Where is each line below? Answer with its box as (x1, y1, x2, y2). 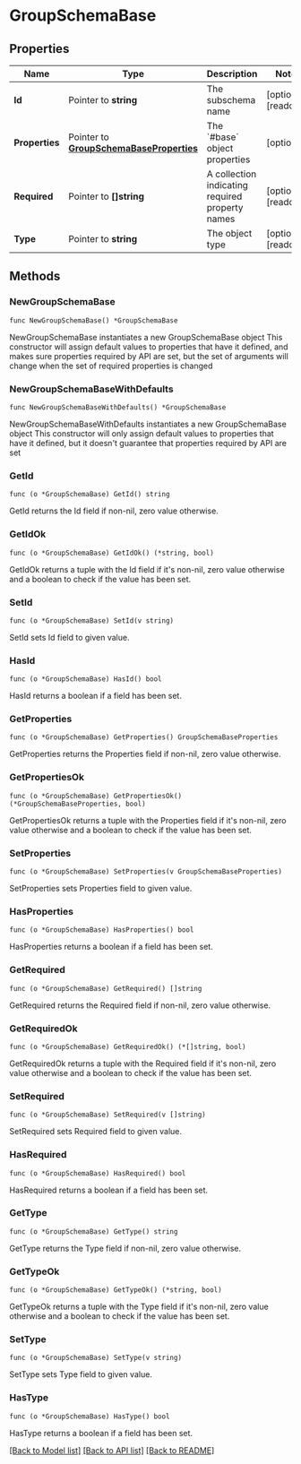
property (206, 202, 244, 213)
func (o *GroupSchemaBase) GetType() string (9, 1227, 178, 1236)
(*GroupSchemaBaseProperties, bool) (9, 799, 146, 808)
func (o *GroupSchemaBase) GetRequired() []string (9, 984, 202, 993)
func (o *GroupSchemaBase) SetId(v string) (9, 616, 175, 625)
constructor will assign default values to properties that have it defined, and (9, 341, 288, 352)
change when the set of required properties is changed (9, 360, 213, 371)
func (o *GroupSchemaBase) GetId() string (9, 490, 170, 499)
